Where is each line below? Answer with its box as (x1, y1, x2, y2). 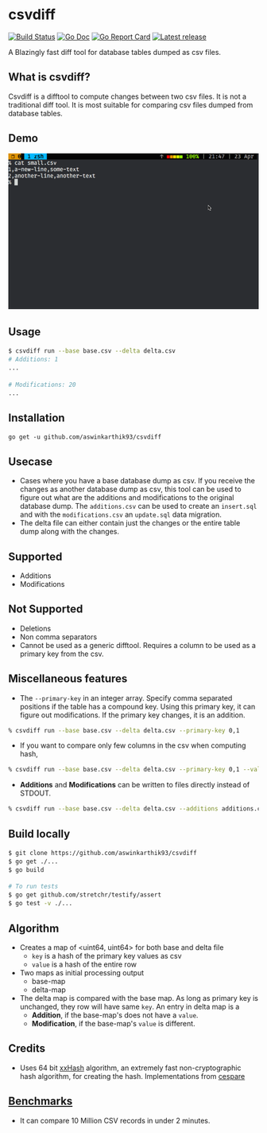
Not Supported (8, 603, 83, 616)
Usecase (8, 455, 53, 468)
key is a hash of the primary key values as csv (31, 951, 182, 960)
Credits (8, 1041, 46, 1056)
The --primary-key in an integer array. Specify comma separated (19, 693, 233, 702)
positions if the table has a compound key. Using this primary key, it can (19, 701, 256, 711)
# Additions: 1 (8, 356, 59, 364)
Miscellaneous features (8, 672, 128, 686)
